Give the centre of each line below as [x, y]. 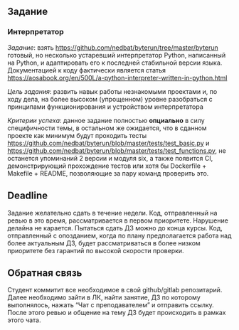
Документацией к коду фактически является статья [86, 70]
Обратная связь [45, 273]
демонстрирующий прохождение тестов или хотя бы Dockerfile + [107, 166]
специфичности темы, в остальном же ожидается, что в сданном [107, 128]
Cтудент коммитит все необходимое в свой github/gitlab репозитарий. [115, 290]
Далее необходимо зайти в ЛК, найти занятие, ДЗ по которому [104, 297]
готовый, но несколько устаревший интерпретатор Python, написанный [117, 55]
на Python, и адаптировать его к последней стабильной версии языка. [115, 63]
